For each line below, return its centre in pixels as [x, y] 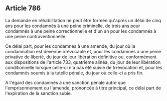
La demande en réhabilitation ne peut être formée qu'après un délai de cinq [83, 20]
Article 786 [23, 8]
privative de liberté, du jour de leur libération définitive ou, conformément [81, 57]
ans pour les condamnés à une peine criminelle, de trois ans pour [73, 26]
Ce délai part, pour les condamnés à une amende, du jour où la [70, 46]
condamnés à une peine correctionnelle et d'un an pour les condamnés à [81, 31]
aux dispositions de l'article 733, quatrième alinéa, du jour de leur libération [83, 62]
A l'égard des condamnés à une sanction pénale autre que [66, 82]
